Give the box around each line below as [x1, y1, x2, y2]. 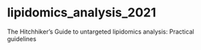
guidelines [7, 34, 36, 42]
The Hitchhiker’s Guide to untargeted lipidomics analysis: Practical [7, 27, 194, 36]
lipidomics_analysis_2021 [7, 5, 156, 21]
